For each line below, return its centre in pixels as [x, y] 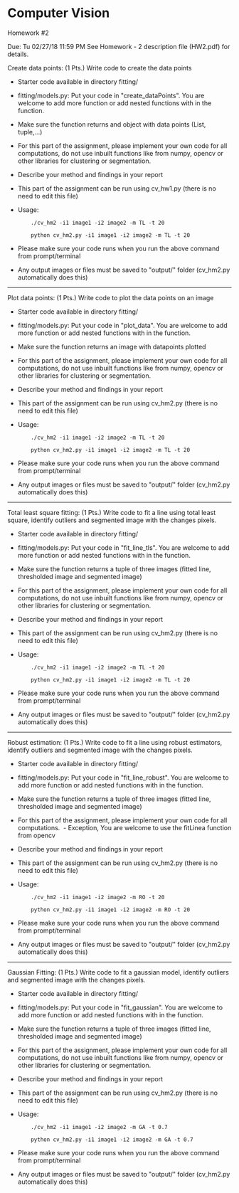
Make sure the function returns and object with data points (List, [112, 124]
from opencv [36, 835]
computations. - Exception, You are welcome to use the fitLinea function [124, 827]
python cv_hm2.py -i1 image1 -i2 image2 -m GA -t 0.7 [112, 1140]
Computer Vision [59, 13]
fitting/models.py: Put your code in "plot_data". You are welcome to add [122, 325]
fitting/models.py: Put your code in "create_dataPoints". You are [111, 95]
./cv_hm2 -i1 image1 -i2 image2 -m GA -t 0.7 [100, 1127]
